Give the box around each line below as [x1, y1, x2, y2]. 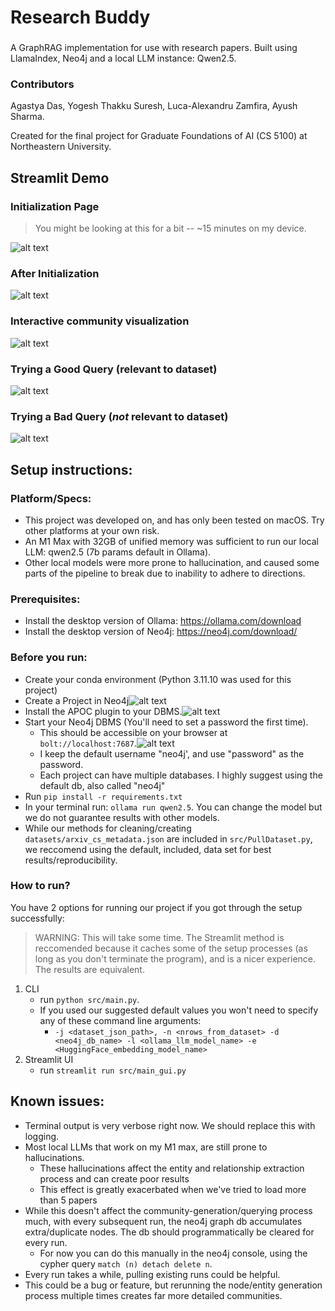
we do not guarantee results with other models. [24, 811, 220, 823]
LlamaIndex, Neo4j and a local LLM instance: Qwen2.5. [10, 52, 237, 65]
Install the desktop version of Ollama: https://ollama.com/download [24, 615, 302, 627]
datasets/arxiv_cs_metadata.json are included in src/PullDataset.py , [24, 832, 313, 845]
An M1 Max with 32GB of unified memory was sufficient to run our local [24, 535, 319, 547]
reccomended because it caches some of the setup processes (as [34, 942, 308, 954]
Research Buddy [10, 6, 151, 29]
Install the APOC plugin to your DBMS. [24, 705, 183, 717]
